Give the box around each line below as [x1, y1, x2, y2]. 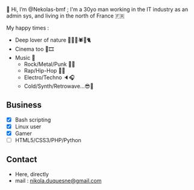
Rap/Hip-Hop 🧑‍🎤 [23, 67, 66, 74]
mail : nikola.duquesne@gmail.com [14, 177, 102, 184]
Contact [6, 154, 37, 165]
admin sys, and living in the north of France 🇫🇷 [6, 12, 125, 19]
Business [6, 100, 42, 110]
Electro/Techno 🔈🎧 [23, 74, 75, 81]
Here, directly [14, 170, 49, 178]
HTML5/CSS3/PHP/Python [14, 137, 81, 143]
